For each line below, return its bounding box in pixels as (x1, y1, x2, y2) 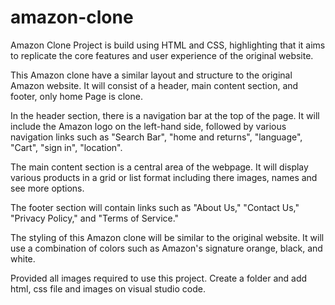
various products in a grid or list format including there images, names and (10, 171, 318, 183)
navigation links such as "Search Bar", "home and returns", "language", (10, 131, 303, 143)
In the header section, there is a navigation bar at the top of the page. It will (10, 109, 320, 121)
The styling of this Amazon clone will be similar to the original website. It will (10, 231, 325, 243)
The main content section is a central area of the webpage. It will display (10, 161, 309, 173)
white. (10, 252, 36, 265)
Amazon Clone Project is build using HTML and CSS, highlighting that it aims (10, 39, 326, 51)
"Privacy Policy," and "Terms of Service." (10, 212, 180, 224)
